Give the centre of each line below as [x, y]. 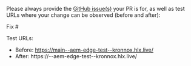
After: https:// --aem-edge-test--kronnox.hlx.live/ [76, 56]
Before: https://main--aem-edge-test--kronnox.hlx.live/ [84, 50]
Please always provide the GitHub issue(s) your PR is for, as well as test [95, 9]
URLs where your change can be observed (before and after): [83, 15]
